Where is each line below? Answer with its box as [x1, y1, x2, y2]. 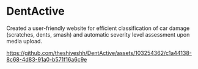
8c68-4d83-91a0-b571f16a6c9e [6, 56, 87, 63]
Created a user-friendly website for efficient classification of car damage [6, 24, 190, 32]
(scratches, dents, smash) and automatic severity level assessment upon [6, 31, 190, 38]
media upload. [6, 37, 43, 45]
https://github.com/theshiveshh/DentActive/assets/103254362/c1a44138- [6, 49, 193, 56]
